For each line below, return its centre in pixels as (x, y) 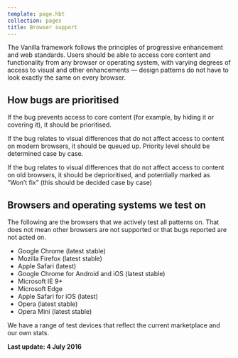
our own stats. (28, 333)
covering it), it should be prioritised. (60, 125)
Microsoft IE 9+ (40, 281)
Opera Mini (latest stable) (55, 311)
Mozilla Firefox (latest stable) (60, 258)
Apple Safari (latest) (47, 266)
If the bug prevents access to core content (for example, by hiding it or (111, 117)
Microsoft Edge (40, 289)
